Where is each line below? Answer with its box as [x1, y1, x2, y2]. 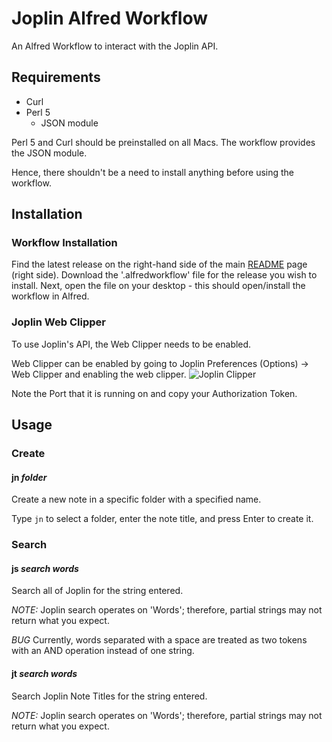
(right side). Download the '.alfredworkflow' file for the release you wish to [11, 269, 318, 281]
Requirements [11, 69, 101, 86]
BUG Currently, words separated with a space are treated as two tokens [11, 634, 308, 646]
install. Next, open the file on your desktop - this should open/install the [11, 280, 306, 292]
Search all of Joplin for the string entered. [11, 585, 184, 597]
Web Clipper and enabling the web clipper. [11, 368, 187, 380]
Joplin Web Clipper [11, 315, 106, 329]
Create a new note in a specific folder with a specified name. [11, 493, 262, 506]
